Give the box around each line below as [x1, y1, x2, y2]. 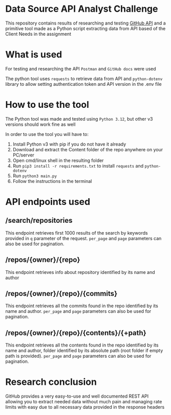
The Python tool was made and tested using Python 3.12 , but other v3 [5, 116, 153, 122]
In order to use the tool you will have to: [5, 131, 89, 137]
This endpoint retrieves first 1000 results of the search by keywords [5, 229, 148, 236]
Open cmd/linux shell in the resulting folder [12, 157, 104, 164]
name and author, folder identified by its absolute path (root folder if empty [5, 348, 163, 354]
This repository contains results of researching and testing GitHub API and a [5, 20, 166, 26]
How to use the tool [5, 99, 90, 110]
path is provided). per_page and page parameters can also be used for [5, 353, 152, 359]
